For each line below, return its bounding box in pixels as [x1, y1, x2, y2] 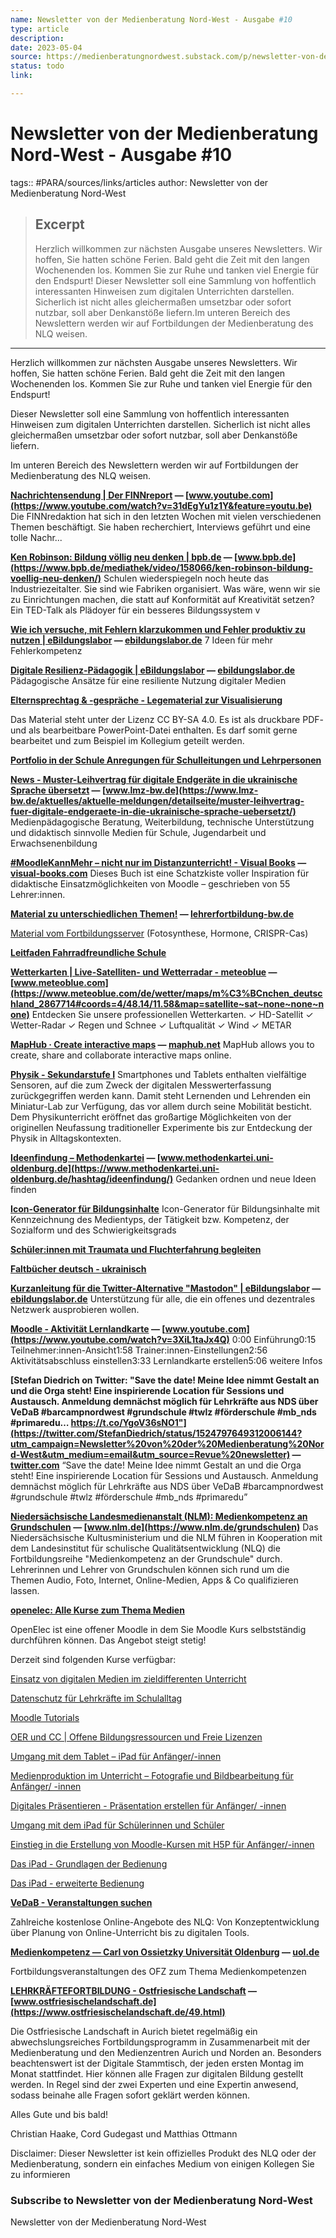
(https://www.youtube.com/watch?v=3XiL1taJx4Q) [10, 1333, 230, 1345]
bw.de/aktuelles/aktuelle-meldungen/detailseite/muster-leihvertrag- [10, 794, 305, 806]
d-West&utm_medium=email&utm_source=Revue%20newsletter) [10, 1448, 291, 1460]
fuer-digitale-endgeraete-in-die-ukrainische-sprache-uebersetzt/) [10, 805, 297, 817]
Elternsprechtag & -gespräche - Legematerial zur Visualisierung [10, 694, 283, 706]
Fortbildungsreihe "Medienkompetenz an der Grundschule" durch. [10, 1552, 283, 1565]
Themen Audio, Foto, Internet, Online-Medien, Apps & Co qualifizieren [10, 1574, 299, 1586]
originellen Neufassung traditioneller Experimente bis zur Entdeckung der [10, 1121, 313, 1133]
